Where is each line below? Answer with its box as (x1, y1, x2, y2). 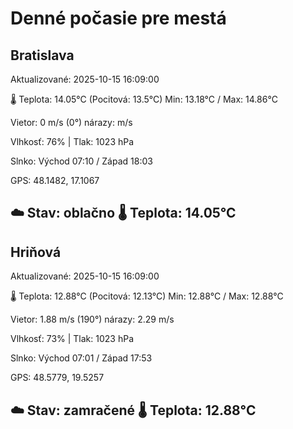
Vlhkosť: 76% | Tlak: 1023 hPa (10, 136, 135, 147)
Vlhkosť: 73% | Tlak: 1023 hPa (10, 333, 135, 345)
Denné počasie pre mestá (10, 7, 227, 30)
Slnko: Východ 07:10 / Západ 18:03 (10, 155, 153, 167)
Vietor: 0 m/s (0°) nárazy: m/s (10, 117, 133, 128)
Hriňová (10, 243, 62, 261)
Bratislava (10, 47, 75, 64)
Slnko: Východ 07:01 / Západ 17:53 (10, 352, 153, 364)
